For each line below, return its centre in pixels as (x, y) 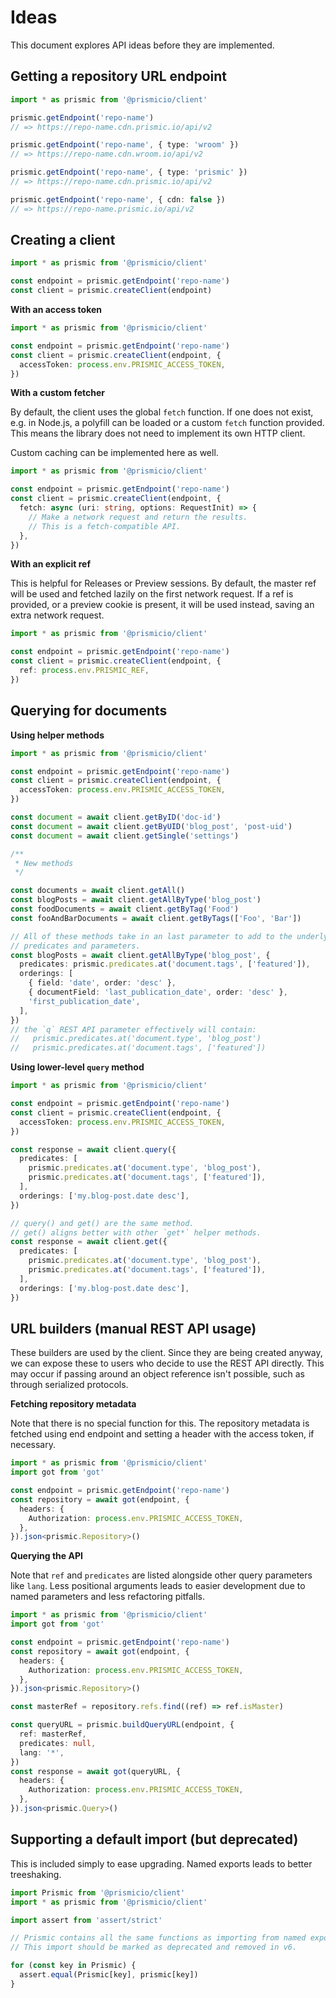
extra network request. (57, 615)
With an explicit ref (51, 564)
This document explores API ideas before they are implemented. (142, 45)
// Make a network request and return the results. (138, 517)
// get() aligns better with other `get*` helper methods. (136, 1232)
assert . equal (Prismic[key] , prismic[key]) (109, 1975)
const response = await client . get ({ (89, 1242)
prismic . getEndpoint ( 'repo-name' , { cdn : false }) (118, 199)
